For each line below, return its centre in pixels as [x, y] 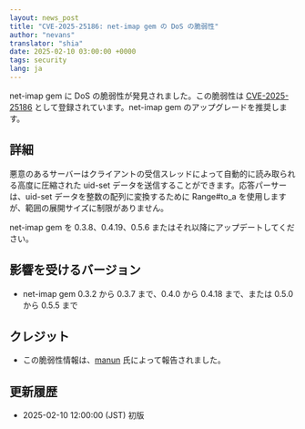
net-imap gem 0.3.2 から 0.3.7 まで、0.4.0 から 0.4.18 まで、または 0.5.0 [158, 293]
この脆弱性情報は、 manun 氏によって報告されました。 [124, 360]
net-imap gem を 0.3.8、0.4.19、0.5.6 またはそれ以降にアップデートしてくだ [152, 227]
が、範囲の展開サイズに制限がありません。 [89, 208]
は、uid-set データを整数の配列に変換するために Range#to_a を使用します [148, 196]
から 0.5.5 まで [51, 305]
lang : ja [26, 69]
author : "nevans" [42, 35]
